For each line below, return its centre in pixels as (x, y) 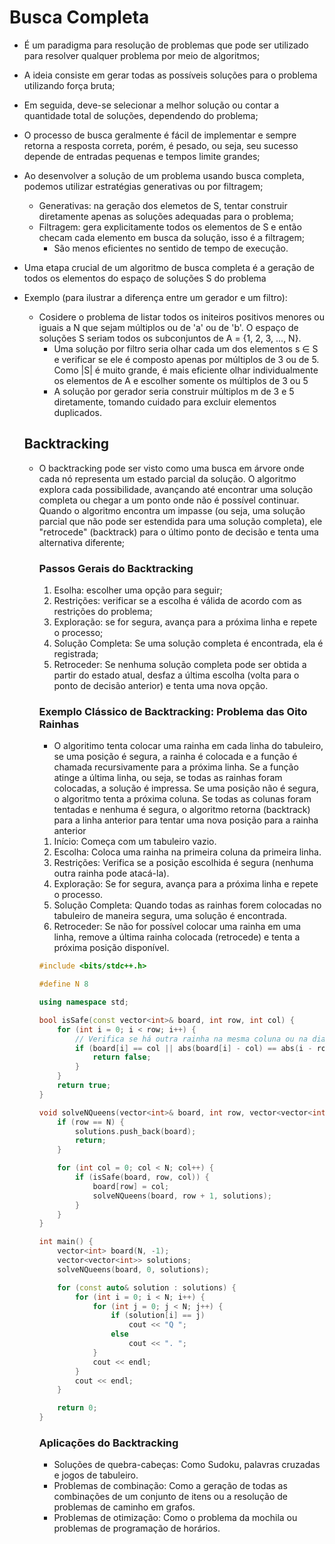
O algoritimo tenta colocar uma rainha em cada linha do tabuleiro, (188, 746)
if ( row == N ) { (91, 1122)
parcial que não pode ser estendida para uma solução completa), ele (180, 521)
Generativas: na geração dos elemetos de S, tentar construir (163, 205)
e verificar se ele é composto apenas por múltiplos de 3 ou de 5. (186, 359)
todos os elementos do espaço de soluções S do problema (145, 278)
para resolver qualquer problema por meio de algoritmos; (142, 55)
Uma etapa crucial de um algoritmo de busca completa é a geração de (169, 267)
